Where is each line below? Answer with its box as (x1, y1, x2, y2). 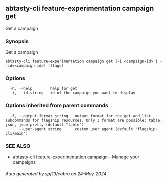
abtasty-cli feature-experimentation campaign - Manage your (12, 154, 139, 160)
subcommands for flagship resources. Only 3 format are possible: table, (5, 118, 163, 123)
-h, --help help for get (10, 86, 78, 91)
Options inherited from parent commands (5, 102, 109, 109)
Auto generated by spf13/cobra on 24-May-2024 (5, 170, 107, 177)
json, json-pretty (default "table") (5, 122, 84, 127)
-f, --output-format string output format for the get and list (10, 113, 151, 118)
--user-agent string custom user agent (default (18, 126, 134, 132)
